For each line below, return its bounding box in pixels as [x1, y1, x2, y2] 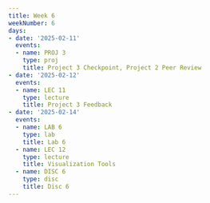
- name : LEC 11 [15, 86, 66, 94]
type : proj [22, 57, 59, 65]
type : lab [22, 130, 56, 138]
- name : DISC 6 [15, 168, 66, 176]
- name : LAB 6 [15, 123, 62, 131]
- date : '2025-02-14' [8, 109, 81, 117]
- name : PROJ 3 [15, 49, 66, 57]
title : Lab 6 [22, 137, 66, 146]
